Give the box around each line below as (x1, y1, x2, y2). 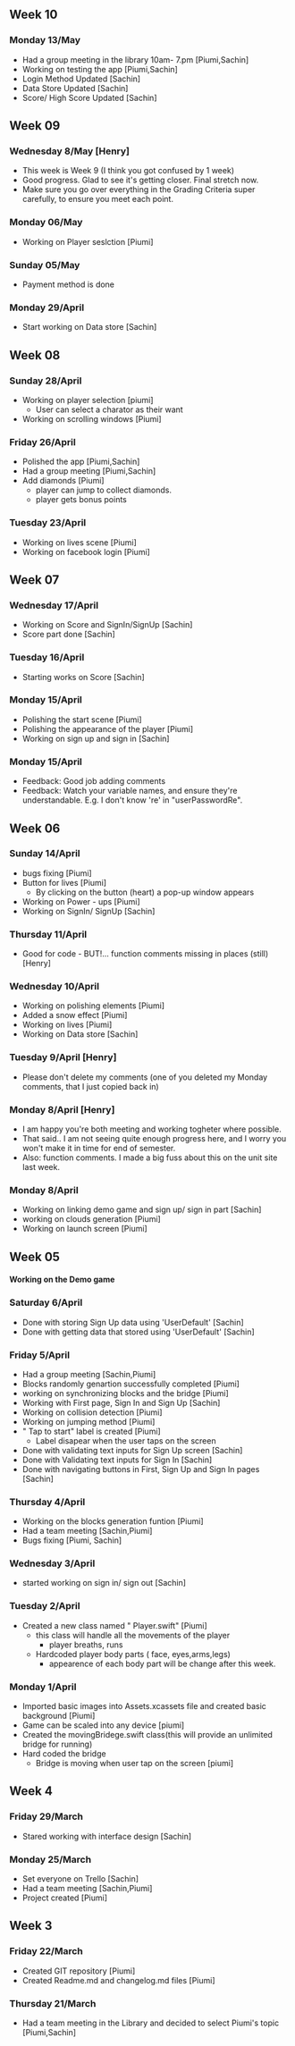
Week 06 (9, 821, 61, 836)
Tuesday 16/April (9, 652, 85, 664)
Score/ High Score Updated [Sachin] (21, 92, 157, 103)
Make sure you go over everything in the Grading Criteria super (21, 184, 256, 195)
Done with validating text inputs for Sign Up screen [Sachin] (21, 1444, 243, 1455)
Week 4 (9, 1783, 54, 1799)
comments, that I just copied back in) (21, 1081, 159, 1091)
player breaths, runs (48, 1639, 123, 1650)
